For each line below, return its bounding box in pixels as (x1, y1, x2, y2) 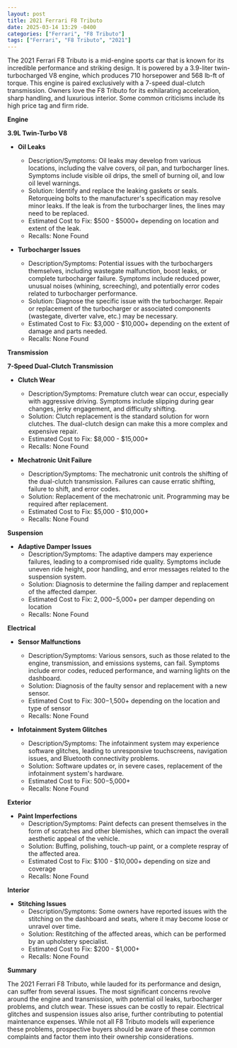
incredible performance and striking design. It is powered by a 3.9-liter (7, 64, 214, 72)
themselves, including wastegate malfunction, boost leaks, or (28, 267, 207, 275)
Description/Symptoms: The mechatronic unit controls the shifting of (28, 469, 229, 479)
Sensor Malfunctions (17, 637, 81, 646)
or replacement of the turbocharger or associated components (28, 304, 211, 313)
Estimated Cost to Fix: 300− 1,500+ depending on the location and (28, 696, 221, 706)
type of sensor (28, 704, 71, 713)
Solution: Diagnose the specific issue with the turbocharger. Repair (28, 297, 224, 306)
